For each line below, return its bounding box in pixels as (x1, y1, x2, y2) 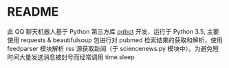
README (7, 4, 59, 20)
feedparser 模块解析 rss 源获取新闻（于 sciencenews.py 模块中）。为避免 (7, 44, 213, 52)
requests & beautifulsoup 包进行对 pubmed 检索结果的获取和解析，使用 (20, 35, 223, 44)
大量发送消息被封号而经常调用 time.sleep (19, 52, 135, 61)
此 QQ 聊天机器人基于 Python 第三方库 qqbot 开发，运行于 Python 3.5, (7, 27, 206, 35)
